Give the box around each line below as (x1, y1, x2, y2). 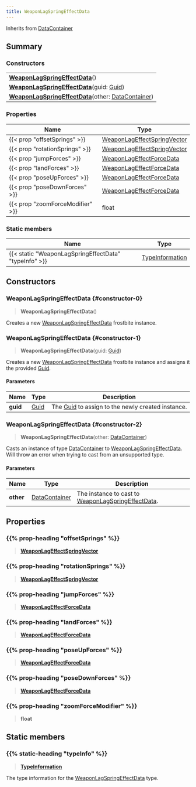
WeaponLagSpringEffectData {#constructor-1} (6, 333, 142, 342)
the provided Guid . (6, 364, 51, 372)
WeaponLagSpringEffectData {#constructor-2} (6, 420, 142, 428)
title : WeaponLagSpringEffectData (6, 8, 90, 15)
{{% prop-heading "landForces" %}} (6, 618, 113, 626)
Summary (6, 42, 43, 52)
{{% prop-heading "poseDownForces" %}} (6, 674, 131, 682)
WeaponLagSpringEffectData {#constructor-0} (6, 294, 143, 302)
